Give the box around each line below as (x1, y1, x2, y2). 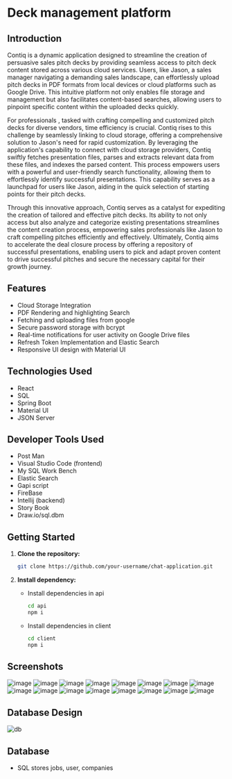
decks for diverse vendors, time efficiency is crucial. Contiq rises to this (7, 124, 212, 131)
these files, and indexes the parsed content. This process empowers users (7, 161, 220, 168)
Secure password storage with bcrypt (17, 323, 125, 331)
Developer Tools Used (7, 434, 105, 445)
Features (7, 283, 46, 295)
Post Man (17, 452, 45, 460)
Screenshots (7, 661, 64, 673)
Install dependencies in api (27, 589, 105, 598)
